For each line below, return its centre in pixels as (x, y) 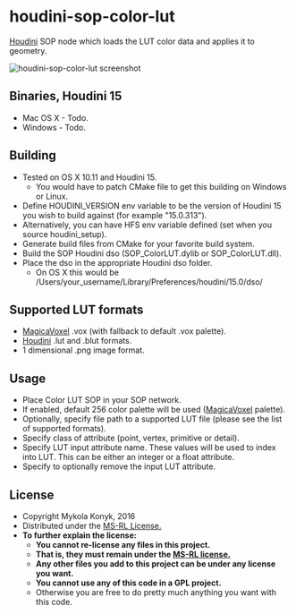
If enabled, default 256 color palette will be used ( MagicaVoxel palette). (154, 410)
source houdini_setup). (64, 234)
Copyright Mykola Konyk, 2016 (79, 516)
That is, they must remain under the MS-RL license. (133, 554)
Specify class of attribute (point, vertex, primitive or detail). (131, 438)
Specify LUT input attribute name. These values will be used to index (149, 448)
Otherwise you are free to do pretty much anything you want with (156, 592)
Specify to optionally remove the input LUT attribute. (119, 466)
